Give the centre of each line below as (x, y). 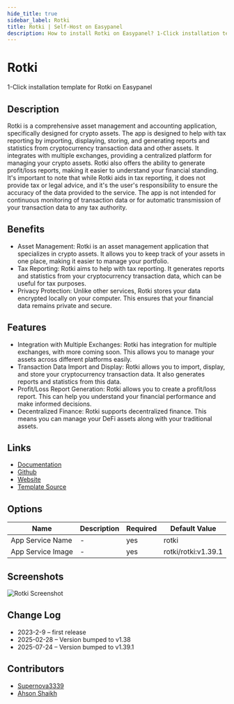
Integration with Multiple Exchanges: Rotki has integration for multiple (117, 344)
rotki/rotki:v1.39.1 (193, 552)
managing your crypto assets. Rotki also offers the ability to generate (106, 163)
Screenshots (36, 577)
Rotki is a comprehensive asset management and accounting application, (112, 126)
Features (27, 328)
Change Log (34, 615)
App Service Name (41, 541)
